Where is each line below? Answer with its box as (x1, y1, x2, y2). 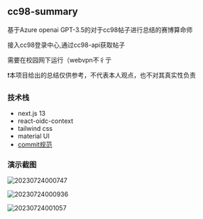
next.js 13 (17, 109, 46, 118)
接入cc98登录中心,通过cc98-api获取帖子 (7, 41, 126, 49)
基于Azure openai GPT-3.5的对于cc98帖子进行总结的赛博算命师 (7, 25, 193, 34)
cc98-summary (7, 6, 78, 18)
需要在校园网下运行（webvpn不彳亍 (7, 55, 112, 64)
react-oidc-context (17, 117, 73, 125)
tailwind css (17, 124, 53, 133)
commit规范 (17, 140, 53, 149)
